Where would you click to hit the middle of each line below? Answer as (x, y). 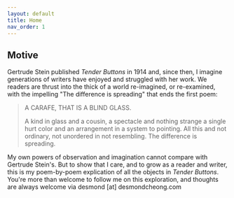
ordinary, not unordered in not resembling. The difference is (111, 136)
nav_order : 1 (26, 27)
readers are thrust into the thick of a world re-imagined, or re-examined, (111, 87)
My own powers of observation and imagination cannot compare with (108, 157)
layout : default (31, 14)
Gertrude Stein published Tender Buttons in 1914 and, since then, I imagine (115, 72)
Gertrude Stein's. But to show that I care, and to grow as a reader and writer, (117, 164)
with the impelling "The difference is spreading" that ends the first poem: (112, 94)
